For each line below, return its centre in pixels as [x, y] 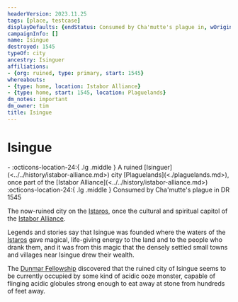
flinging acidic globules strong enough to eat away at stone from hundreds [116, 283]
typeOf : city [27, 54]
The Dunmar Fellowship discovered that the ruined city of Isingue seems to [117, 268]
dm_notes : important [38, 100]
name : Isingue [28, 40]
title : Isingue [30, 112]
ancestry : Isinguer [36, 60]
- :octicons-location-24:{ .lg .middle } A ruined [75, 167]
